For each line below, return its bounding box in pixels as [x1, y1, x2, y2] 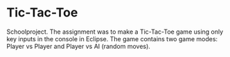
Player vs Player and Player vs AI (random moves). [6, 42, 150, 50]
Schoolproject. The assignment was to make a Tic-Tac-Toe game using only [6, 27, 224, 36]
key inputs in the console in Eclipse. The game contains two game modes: [6, 34, 218, 43]
